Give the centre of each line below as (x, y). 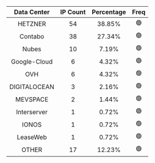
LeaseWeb (32, 137)
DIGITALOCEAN (32, 87)
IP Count (73, 12)
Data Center (32, 12)
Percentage (109, 12)
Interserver (32, 112)
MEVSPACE (32, 99)
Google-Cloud (32, 62)
